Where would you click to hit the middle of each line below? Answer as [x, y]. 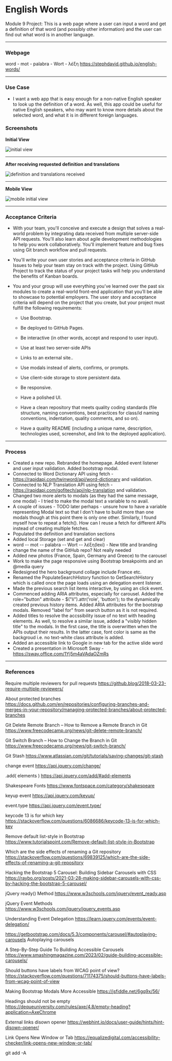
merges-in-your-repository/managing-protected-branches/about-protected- [86, 709]
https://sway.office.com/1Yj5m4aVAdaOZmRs [61, 654]
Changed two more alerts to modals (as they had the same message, [85, 496]
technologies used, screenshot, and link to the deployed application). [93, 434]
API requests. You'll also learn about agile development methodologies [87, 239]
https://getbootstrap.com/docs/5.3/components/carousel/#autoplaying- [81, 934]
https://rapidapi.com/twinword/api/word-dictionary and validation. [82, 479]
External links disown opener [36, 1022]
